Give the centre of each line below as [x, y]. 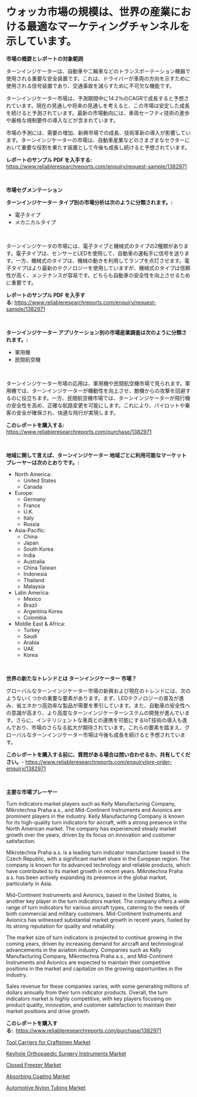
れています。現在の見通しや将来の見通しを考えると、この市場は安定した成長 [98, 106]
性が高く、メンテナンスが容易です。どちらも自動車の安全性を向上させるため [98, 275]
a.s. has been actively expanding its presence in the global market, [87, 877]
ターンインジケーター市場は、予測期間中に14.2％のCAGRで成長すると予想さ [98, 98]
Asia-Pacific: [30, 530]
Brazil [30, 605]
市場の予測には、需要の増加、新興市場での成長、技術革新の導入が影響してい [98, 133]
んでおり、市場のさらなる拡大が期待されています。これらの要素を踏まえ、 [95, 727]
